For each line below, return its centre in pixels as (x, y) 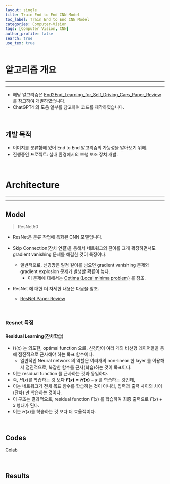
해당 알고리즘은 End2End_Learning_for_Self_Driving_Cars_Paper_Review (87, 94)
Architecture (32, 185)
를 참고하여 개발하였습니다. (39, 101)
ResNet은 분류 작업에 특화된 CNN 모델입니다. (57, 237)
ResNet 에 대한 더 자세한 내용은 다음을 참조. (56, 289)
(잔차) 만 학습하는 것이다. (37, 392)
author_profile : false (29, 34)
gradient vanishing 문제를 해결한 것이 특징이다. (60, 254)
